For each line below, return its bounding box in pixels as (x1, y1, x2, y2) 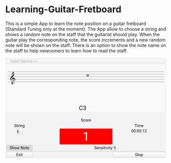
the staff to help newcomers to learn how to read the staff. (5, 48, 128, 54)
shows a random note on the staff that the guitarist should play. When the (5, 31, 160, 37)
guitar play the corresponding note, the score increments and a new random (5, 37, 166, 43)
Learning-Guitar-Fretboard (5, 4, 121, 15)
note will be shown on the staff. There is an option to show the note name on (5, 42, 166, 48)
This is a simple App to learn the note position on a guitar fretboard (5, 20, 146, 27)
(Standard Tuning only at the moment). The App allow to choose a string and (5, 26, 166, 32)
